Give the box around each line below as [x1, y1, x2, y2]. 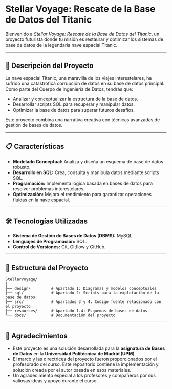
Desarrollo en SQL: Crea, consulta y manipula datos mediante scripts [12, 169, 160, 176]
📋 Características [5, 142, 64, 151]
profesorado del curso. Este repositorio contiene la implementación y [12, 361, 159, 368]
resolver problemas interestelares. [12, 185, 85, 192]
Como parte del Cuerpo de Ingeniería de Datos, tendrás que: [5, 85, 133, 92]
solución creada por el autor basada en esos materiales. [12, 367, 132, 373]
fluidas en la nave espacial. [12, 197, 70, 203]
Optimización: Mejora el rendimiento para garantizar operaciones [12, 191, 152, 197]
